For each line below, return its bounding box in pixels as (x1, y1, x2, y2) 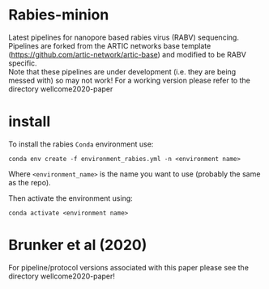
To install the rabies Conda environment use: (8, 139, 154, 149)
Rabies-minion (8, 6, 109, 24)
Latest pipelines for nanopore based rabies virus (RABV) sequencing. (8, 32, 239, 42)
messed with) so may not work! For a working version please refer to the (8, 75, 251, 85)
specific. (8, 58, 38, 68)
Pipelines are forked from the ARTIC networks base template (8, 40, 211, 50)
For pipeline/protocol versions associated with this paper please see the (8, 262, 250, 272)
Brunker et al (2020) (8, 236, 147, 254)
